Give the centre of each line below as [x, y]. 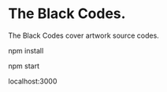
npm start [24, 66]
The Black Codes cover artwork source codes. [83, 35]
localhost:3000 [33, 81]
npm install [26, 50]
